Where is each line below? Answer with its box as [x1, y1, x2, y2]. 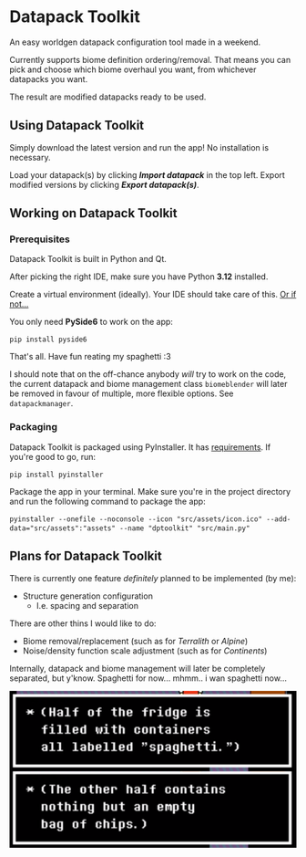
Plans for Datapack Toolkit [9, 549, 162, 564]
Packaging [9, 421, 57, 434]
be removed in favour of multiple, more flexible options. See [9, 388, 234, 399]
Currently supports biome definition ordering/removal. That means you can [9, 54, 291, 65]
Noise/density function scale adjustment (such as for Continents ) [22, 645, 268, 656]
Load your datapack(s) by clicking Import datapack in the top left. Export [9, 169, 285, 180]
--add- [266, 514, 291, 524]
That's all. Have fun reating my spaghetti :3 [9, 351, 171, 362]
